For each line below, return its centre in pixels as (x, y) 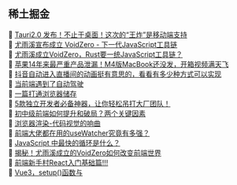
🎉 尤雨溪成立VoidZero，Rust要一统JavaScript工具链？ (96, 54)
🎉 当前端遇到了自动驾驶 (46, 83)
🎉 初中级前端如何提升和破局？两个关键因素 (77, 113)
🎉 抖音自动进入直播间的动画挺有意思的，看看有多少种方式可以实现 (115, 74)
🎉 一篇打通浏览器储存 (43, 94)
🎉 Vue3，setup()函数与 (46, 172)
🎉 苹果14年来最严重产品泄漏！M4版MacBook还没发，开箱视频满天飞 (119, 64)
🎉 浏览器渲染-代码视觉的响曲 (54, 123)
